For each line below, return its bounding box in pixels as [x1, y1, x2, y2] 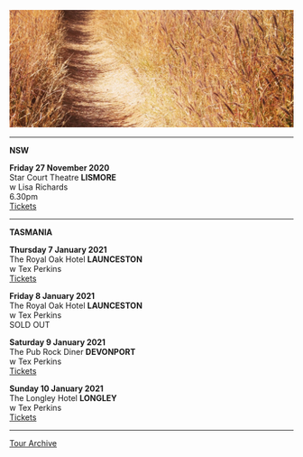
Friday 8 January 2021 [9, 291, 96, 302]
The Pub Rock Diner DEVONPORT [9, 347, 136, 358]
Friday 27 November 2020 [9, 163, 110, 173]
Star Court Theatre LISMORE [9, 173, 117, 183]
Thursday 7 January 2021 [9, 245, 107, 256]
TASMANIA [9, 227, 53, 238]
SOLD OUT [9, 320, 50, 331]
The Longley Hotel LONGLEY [9, 393, 117, 404]
